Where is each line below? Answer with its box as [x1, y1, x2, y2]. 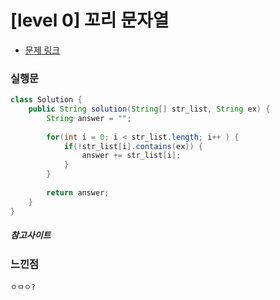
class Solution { [10, 95, 83, 105]
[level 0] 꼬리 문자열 [10, 9, 170, 32]
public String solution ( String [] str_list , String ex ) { [28, 104, 271, 115]
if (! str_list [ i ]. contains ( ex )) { [63, 141, 203, 151]
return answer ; [46, 187, 110, 198]
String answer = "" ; [46, 113, 132, 123]
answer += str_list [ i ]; [81, 151, 182, 161]
